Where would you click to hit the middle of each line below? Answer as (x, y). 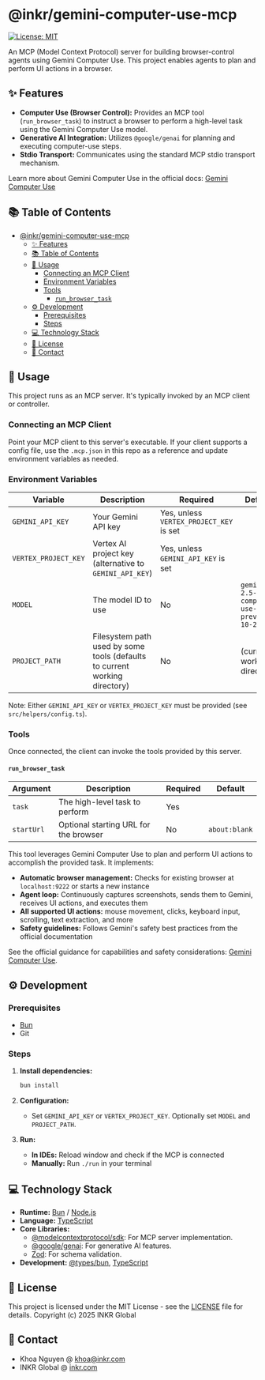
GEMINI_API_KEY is (193, 558)
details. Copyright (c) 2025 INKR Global (72, 1314)
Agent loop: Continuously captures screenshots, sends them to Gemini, (136, 895)
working (108, 676)
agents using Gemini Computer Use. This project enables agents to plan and (132, 60)
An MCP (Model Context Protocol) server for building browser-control (121, 51)
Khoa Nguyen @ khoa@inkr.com (72, 1359)
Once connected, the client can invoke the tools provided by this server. (125, 752)
